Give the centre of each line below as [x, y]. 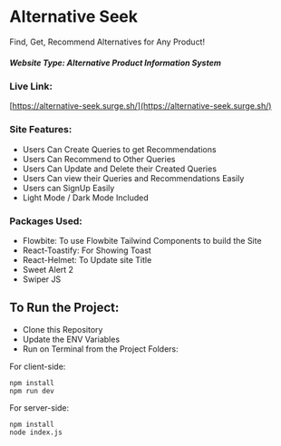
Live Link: [31, 86]
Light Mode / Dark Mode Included [85, 198]
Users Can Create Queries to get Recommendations [119, 149]
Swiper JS [42, 279]
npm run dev [32, 391]
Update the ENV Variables [71, 339]
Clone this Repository [63, 329]
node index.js [36, 432]
